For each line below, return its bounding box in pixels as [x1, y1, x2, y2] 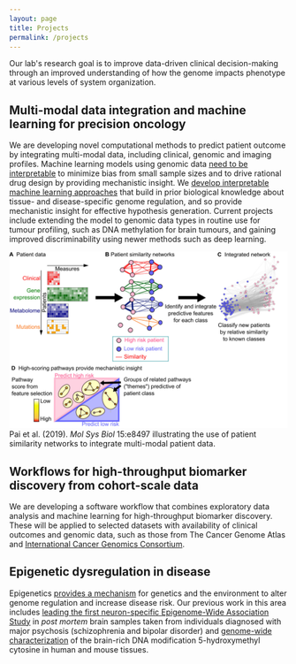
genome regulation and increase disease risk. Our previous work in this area [9, 597, 287, 607]
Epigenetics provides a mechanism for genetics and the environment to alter [9, 588, 287, 599]
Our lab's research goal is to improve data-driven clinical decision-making [9, 58, 278, 69]
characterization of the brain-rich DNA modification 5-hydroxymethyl [9, 635, 261, 645]
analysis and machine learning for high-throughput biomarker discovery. [9, 510, 273, 521]
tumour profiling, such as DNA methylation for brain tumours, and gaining [9, 225, 277, 235]
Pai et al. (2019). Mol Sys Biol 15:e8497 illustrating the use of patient [9, 429, 257, 439]
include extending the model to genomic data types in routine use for [9, 215, 261, 225]
